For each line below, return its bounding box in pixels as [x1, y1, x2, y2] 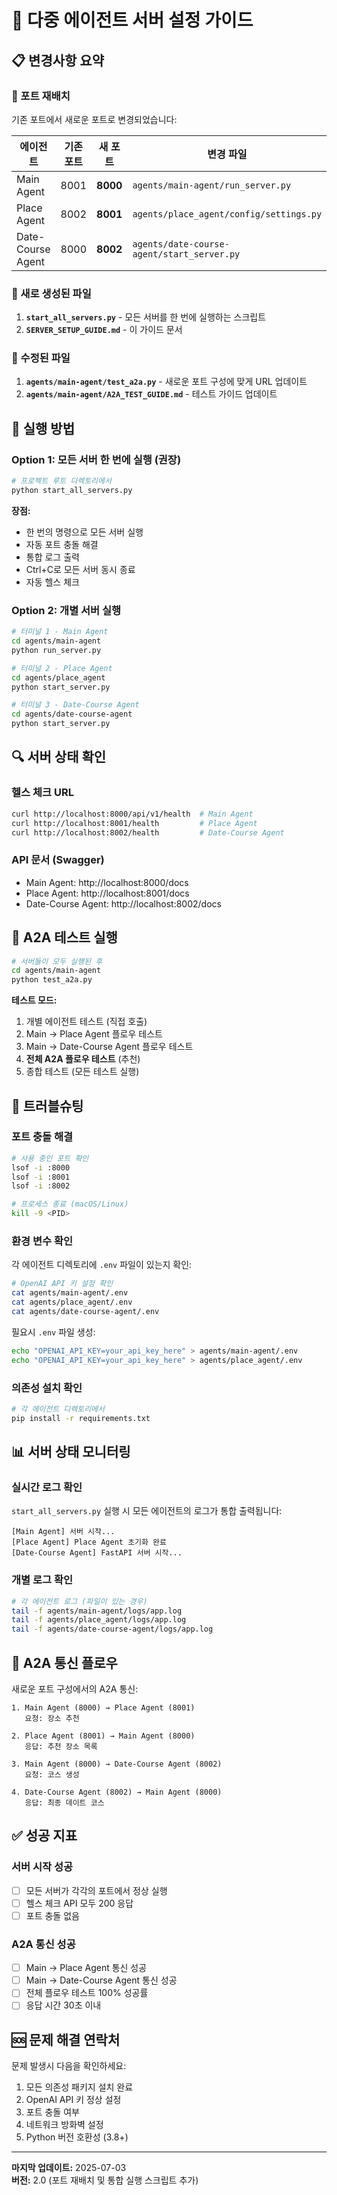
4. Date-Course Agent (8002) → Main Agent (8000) [11, 1787, 223, 1797]
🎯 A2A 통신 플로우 [11, 1654, 118, 1671]
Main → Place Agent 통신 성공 [25, 1962, 148, 1974]
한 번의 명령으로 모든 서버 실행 [25, 526, 144, 538]
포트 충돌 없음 [25, 1909, 80, 1921]
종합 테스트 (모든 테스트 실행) [25, 1066, 140, 1078]
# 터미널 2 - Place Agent [11, 663, 113, 673]
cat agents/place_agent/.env [11, 1297, 133, 1308]
